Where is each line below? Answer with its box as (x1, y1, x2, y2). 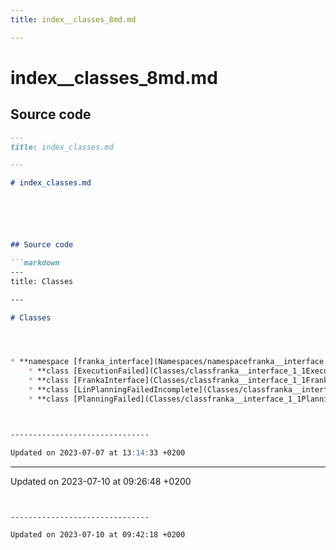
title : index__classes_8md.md (10, 14, 137, 25)
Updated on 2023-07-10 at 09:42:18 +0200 (10, 529, 186, 540)
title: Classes (10, 276, 74, 286)
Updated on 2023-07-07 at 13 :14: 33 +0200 (10, 447, 186, 458)
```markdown (10, 258, 60, 268)
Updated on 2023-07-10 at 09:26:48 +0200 (10, 475, 192, 487)
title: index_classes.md (10, 142, 114, 152)
